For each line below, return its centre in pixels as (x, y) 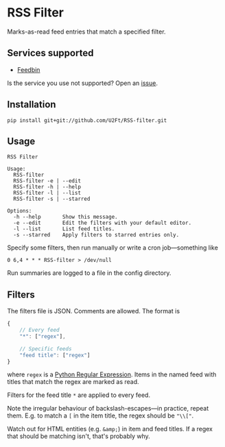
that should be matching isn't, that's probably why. (79, 436)
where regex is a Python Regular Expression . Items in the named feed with (112, 374)
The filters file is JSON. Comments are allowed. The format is (94, 311)
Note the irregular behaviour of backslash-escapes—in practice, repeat (108, 409)
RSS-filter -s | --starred (52, 199)
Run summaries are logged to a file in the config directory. (89, 273)
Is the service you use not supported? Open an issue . (82, 83)
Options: (20, 211)
